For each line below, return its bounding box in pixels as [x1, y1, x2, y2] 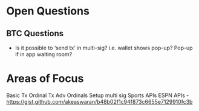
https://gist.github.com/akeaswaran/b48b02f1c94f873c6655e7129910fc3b [6, 98, 193, 105]
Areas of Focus [6, 72, 84, 86]
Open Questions [6, 4, 90, 18]
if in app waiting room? [15, 51, 73, 58]
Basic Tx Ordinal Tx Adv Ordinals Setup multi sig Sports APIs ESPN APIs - [6, 92, 189, 99]
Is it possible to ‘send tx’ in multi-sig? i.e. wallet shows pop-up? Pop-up [15, 44, 193, 51]
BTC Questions [6, 28, 64, 39]
